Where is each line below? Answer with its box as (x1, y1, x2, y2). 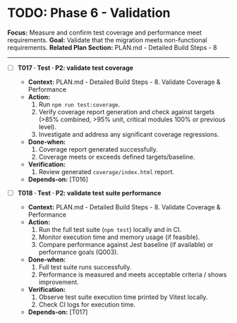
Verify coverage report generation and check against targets (38, 108, 215, 116)
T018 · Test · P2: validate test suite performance (17, 189, 162, 197)
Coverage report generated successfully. (38, 145, 159, 153)
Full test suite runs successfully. (38, 263, 132, 272)
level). (38, 123, 56, 131)
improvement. (38, 278, 79, 286)
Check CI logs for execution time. (38, 300, 136, 309)
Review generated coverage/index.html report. (38, 168, 175, 176)
